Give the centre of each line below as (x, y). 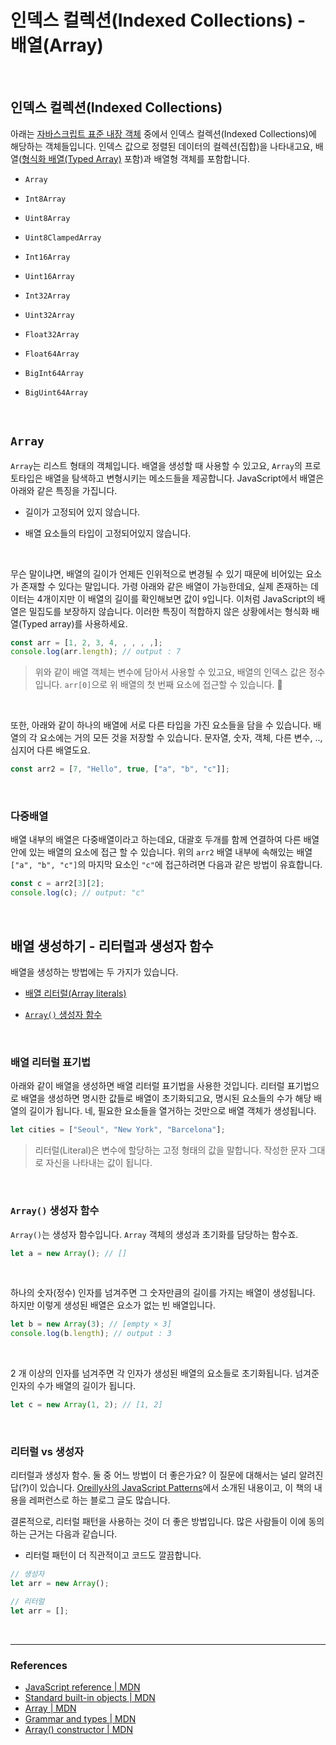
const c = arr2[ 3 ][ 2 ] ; (57, 884)
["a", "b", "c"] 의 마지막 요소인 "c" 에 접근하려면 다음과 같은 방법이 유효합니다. (166, 865)
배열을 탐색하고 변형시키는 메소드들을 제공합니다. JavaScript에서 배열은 (184, 478)
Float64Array (52, 354)
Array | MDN (50, 1708)
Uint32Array (49, 315)
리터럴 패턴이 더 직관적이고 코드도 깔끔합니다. (113, 1555)
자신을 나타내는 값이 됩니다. (99, 1163)
